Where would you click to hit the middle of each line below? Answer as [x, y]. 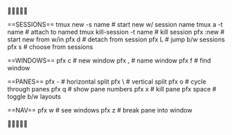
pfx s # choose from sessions [50, 47]
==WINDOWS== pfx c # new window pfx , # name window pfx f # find [109, 60]
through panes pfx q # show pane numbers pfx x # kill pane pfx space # [112, 89]
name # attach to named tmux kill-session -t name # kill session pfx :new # [116, 32]
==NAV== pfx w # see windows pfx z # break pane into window [100, 110]
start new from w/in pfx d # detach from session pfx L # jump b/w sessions [116, 39]
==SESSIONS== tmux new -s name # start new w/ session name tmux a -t [115, 24]
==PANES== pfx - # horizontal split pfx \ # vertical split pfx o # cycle [107, 82]
